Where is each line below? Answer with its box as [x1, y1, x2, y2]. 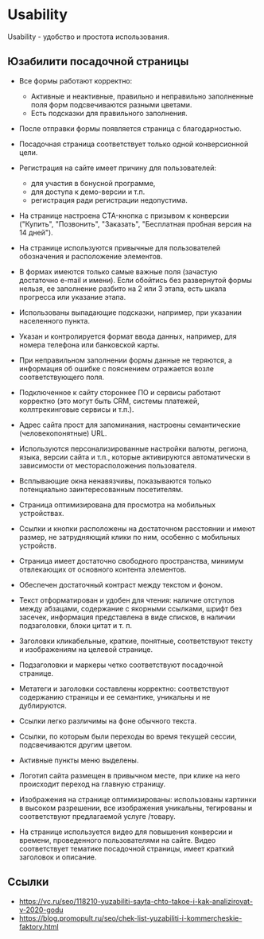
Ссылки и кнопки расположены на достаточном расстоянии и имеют [18, 523, 256, 534]
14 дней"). [18, 227, 53, 237]
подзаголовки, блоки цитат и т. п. [18, 620, 133, 630]
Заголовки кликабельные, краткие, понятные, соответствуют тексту [18, 636, 254, 646]
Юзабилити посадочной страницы [7, 55, 189, 68]
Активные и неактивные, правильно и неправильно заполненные [30, 91, 254, 101]
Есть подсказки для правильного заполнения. [30, 108, 188, 118]
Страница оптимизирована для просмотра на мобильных [18, 499, 216, 510]
